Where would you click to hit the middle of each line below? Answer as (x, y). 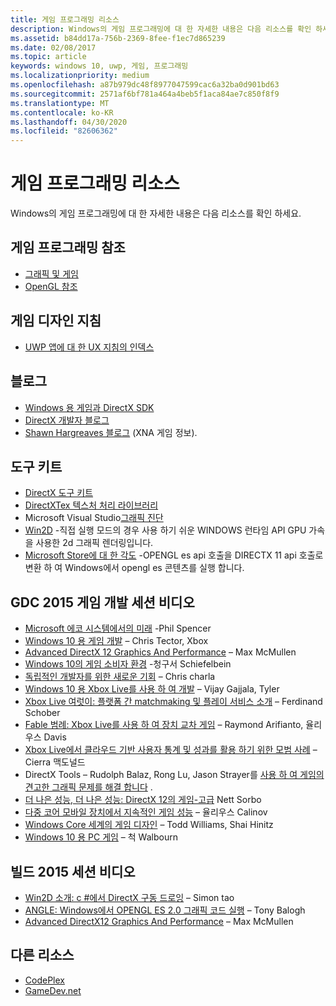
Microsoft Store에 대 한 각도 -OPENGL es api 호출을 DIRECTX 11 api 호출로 (174, 555)
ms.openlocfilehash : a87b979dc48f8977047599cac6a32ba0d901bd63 (145, 85)
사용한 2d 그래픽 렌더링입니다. (94, 543)
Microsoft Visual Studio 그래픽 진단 (94, 518)
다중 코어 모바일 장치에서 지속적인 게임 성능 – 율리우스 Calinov (146, 812)
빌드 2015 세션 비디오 (73, 871)
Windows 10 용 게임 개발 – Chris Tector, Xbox (116, 641)
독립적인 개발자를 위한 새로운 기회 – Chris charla (120, 677)
